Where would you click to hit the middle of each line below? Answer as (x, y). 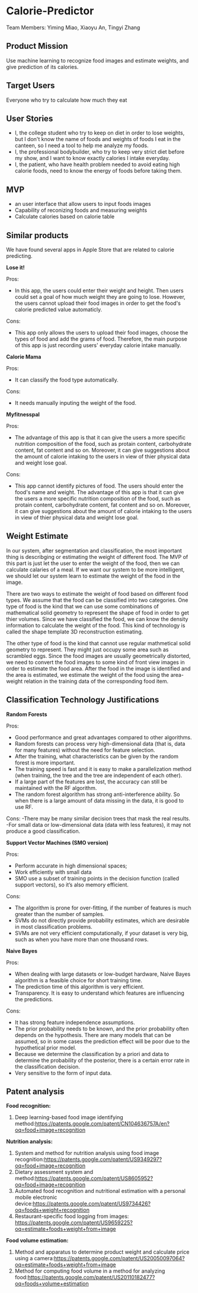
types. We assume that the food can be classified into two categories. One (97, 600)
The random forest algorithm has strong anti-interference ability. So (97, 794)
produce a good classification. (43, 831)
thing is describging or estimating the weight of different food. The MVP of (97, 557)
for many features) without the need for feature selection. (85, 750)
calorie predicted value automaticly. (58, 310)
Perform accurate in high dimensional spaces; (71, 866)
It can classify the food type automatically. (66, 380)
